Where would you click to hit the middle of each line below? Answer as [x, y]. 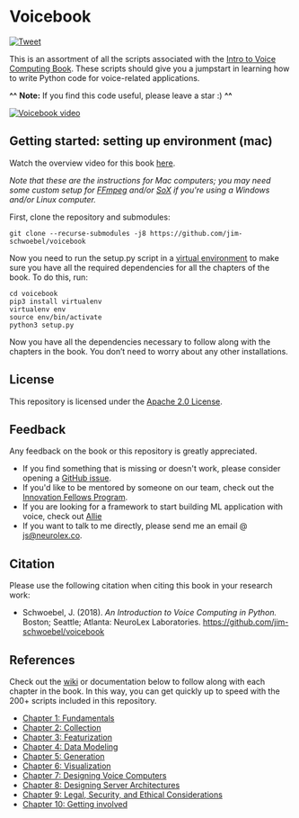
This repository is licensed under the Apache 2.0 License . [116, 401]
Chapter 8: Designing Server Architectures [101, 785]
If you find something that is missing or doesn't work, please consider [151, 469]
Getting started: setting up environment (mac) [141, 141]
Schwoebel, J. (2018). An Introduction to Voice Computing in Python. [149, 613]
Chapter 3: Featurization [67, 737]
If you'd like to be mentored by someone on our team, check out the [148, 488]
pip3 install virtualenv [56, 301]
